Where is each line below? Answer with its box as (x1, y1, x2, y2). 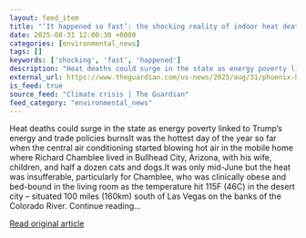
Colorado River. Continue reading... (9, 201, 141, 212)
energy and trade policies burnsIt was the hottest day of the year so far (9, 133, 277, 144)
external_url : (9, 73, 64, 82)
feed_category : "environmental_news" (9, 98, 153, 108)
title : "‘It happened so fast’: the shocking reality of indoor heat (9, 22, 280, 31)
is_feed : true (9, 81, 64, 90)
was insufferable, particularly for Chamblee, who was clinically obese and (9, 171, 287, 182)
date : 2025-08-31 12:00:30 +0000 (9, 30, 137, 39)
